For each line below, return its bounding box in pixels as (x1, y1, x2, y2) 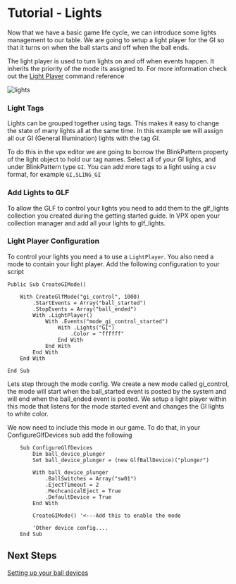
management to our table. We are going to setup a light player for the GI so (7, 35, 225, 44)
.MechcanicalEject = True (44, 487, 121, 495)
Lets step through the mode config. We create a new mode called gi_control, (7, 379, 230, 388)
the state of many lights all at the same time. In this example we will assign (7, 127, 223, 135)
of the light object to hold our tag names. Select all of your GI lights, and (7, 155, 216, 163)
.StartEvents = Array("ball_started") (32, 299, 147, 306)
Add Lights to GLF (7, 188, 70, 198)
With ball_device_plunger (32, 468, 109, 476)
